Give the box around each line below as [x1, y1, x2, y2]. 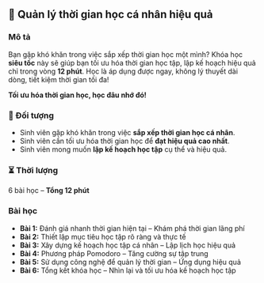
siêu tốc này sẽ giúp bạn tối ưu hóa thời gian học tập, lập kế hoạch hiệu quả [8, 58, 256, 67]
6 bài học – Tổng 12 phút [8, 186, 90, 195]
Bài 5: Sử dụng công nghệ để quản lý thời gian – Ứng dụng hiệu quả [19, 257, 242, 266]
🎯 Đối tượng [8, 110, 54, 121]
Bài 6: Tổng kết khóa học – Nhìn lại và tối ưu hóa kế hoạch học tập [19, 266, 236, 275]
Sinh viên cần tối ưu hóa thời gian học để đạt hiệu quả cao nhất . [19, 136, 230, 145]
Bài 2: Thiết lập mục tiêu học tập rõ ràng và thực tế [19, 232, 186, 241]
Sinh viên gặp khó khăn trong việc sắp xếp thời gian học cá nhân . [19, 127, 235, 137]
